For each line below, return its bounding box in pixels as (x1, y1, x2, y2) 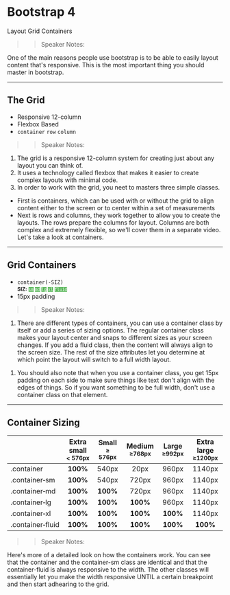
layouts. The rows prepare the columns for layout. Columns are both (16, 218, 209, 227)
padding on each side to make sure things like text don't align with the (16, 376, 215, 384)
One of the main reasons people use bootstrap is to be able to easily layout (7, 53, 219, 62)
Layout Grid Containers (7, 27, 73, 35)
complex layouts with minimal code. (16, 176, 118, 184)
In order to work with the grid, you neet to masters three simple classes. (16, 183, 220, 191)
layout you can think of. (16, 161, 84, 169)
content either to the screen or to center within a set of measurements (16, 203, 216, 212)
